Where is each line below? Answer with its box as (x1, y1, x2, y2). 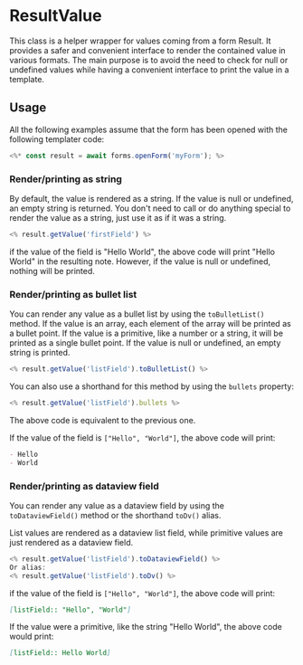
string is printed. (9, 347, 71, 358)
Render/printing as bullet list (9, 288, 137, 300)
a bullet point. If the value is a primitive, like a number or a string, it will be (9, 328, 283, 339)
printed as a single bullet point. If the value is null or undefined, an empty (9, 337, 281, 348)
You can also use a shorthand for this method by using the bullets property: (9, 381, 294, 392)
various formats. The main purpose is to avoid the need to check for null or (9, 54, 289, 65)
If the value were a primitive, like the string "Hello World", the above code (9, 622, 282, 632)
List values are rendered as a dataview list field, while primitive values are (9, 527, 283, 538)
